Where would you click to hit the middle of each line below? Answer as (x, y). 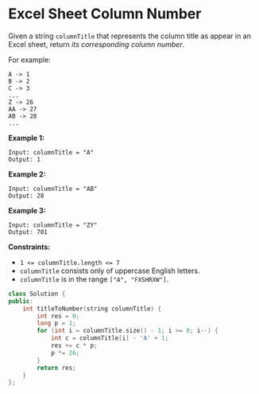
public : (21, 301)
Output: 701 (28, 232)
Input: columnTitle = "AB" (53, 189)
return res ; (57, 368)
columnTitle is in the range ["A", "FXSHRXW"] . (94, 279)
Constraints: (29, 247)
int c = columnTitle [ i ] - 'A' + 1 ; (110, 338)
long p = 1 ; (57, 323)
